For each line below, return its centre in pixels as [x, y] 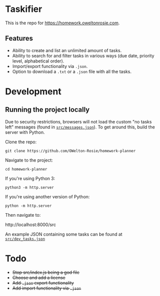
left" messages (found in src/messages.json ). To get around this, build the [80, 127]
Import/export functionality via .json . [50, 66]
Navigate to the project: [29, 160]
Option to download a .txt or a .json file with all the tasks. [72, 71]
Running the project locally [47, 110]
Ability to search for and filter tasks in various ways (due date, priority [83, 56]
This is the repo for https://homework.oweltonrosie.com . [62, 23]
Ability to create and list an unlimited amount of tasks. [67, 50]
